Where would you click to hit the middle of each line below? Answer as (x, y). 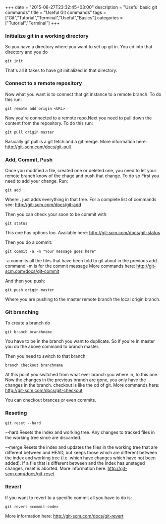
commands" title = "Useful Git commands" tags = (56, 12)
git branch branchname (28, 332)
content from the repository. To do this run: (49, 123)
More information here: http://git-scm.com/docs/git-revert (64, 516)
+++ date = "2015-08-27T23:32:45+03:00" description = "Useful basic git (81, 7)
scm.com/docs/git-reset (30, 474)
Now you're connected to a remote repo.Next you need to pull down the (79, 118)
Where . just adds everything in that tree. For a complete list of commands (81, 199)
